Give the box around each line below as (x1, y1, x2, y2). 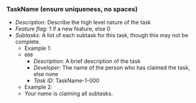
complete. (15, 38, 41, 46)
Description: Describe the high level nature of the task (15, 19, 151, 26)
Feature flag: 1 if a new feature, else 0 (15, 25, 111, 32)
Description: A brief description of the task (33, 57, 141, 65)
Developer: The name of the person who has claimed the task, (33, 64, 191, 71)
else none (33, 71, 59, 78)
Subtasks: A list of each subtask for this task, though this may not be (15, 32, 189, 39)
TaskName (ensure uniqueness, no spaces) (6, 5, 138, 13)
